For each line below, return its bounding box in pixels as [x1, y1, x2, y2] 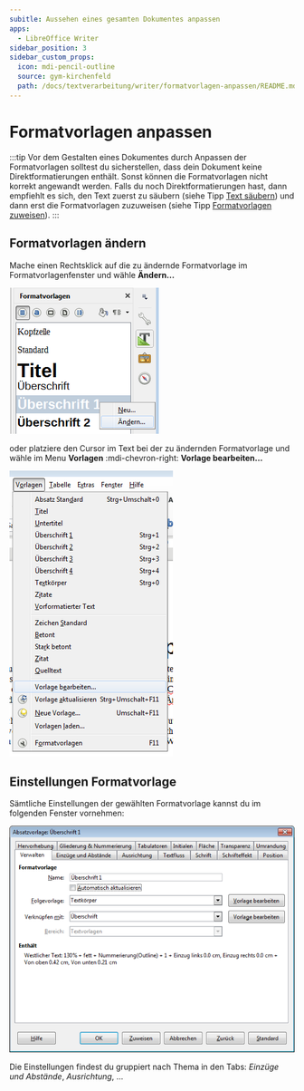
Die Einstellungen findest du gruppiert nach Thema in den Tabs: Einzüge [9, 1061, 280, 1073]
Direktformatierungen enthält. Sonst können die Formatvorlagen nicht [9, 170, 269, 181]
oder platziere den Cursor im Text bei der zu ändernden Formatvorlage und [9, 442, 290, 453]
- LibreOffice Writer [17, 34, 100, 43]
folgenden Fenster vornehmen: [9, 807, 125, 819]
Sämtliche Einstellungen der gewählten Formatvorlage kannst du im [9, 798, 261, 809]
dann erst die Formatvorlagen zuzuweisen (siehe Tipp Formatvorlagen [9, 199, 272, 210]
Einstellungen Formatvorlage [9, 774, 177, 789]
